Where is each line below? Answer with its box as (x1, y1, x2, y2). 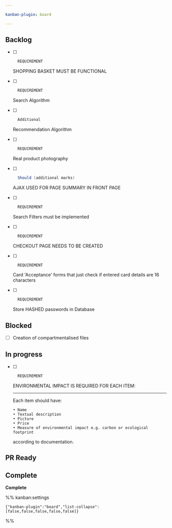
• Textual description (12, 412, 61, 417)
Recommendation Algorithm (12, 126, 72, 133)
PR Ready (5, 454, 37, 462)
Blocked (5, 321, 32, 330)
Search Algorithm (12, 97, 50, 103)
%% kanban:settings (5, 495, 50, 501)
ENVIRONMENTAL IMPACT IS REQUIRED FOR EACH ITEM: (12, 383, 136, 389)
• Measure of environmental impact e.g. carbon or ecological (12, 425, 148, 430)
